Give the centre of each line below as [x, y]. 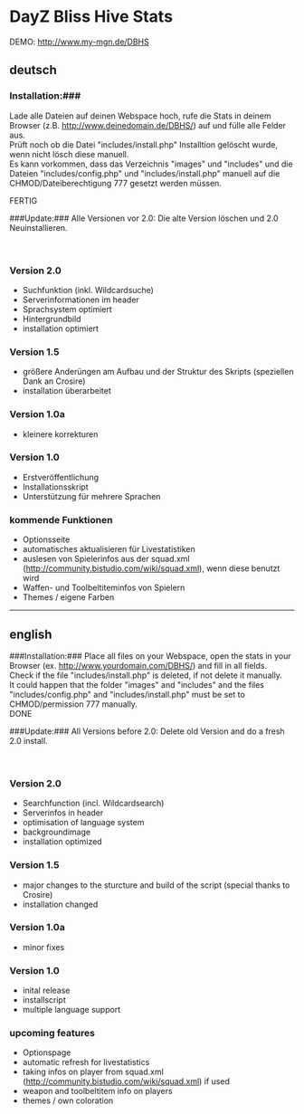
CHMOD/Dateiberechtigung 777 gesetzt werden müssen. [115, 183]
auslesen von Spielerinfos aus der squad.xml [106, 559]
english [31, 634]
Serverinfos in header [63, 813]
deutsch [33, 70]
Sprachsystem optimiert [67, 309]
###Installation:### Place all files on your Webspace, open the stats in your [150, 656]
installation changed [60, 904]
